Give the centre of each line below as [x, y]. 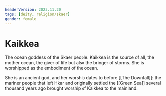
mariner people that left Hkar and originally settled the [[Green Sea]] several [83, 83]
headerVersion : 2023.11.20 [33, 10]
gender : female [21, 19]
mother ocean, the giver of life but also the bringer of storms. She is [75, 63]
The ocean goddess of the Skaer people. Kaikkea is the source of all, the [80, 57]
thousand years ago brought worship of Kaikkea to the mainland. [71, 88]
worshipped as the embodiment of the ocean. [52, 68]
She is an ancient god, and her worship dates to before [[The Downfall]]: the [83, 78]
